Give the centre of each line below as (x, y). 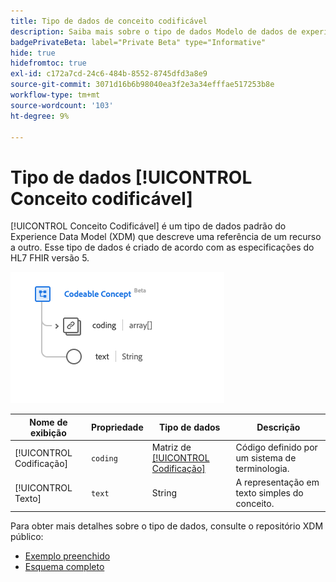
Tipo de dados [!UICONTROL (131, 177)
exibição (48, 432)
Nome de (48, 422)
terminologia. (262, 469)
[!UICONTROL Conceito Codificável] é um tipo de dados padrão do (148, 226)
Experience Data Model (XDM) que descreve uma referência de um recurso (166, 237)
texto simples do (269, 493)
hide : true (33, 53)
